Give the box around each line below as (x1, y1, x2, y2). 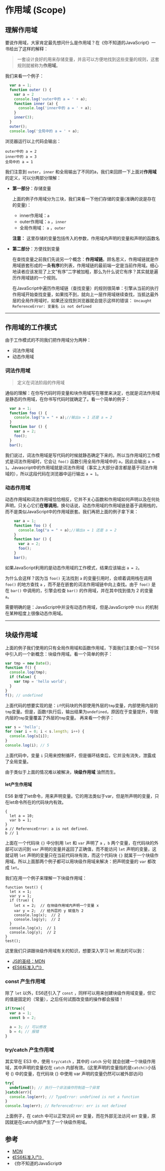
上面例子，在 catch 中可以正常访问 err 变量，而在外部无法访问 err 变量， (5, 1113, 152, 1119)
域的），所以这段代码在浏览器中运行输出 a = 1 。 (5, 470, 102, 476)
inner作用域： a (19, 213, 50, 218)
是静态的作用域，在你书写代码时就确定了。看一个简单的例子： (5, 396, 130, 402)
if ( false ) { (9, 674, 36, 679)
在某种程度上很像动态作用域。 (5, 610, 65, 616)
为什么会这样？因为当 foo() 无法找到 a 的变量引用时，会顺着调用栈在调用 (5, 575, 152, 581)
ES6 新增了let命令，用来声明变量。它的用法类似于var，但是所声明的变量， (5, 793, 155, 799)
